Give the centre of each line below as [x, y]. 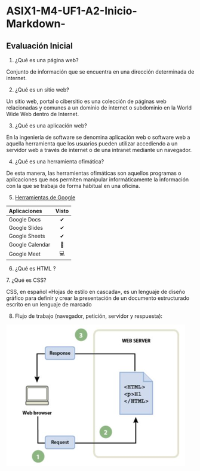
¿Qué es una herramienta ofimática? [59, 162]
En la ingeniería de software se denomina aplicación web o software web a [98, 137]
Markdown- [36, 24]
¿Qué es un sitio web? [42, 90]
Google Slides [26, 228]
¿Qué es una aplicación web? [51, 126]
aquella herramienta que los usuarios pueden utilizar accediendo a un [92, 144]
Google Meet [24, 254]
